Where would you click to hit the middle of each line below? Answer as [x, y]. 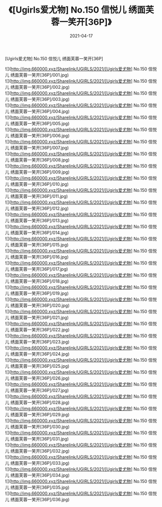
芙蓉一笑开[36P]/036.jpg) [44, 499]
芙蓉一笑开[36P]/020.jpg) [44, 305]
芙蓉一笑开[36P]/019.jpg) [44, 293]
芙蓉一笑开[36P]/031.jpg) [44, 439]
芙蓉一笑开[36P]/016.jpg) [44, 257]
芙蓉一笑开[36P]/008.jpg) [44, 160]
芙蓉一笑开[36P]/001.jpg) [44, 75]
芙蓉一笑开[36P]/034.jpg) [44, 475]
